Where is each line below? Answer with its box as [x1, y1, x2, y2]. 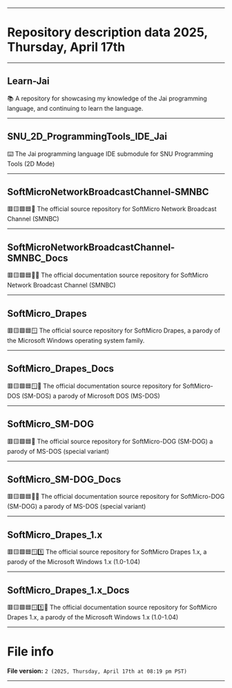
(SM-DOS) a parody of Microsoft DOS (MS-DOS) [21, 391, 160, 400]
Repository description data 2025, [7, 25, 209, 40]
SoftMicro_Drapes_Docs [7, 363, 115, 375]
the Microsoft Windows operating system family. [7, 337, 145, 344]
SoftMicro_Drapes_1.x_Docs [7, 584, 130, 596]
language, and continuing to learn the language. [7, 104, 144, 112]
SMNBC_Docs [7, 252, 68, 264]
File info [7, 644, 54, 660]
